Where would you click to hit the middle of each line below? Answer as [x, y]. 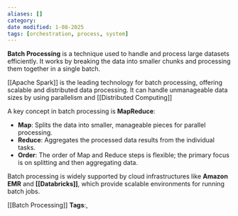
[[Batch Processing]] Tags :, [48, 205]
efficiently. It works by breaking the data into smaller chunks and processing [119, 62]
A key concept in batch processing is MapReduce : [81, 111]
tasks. [26, 148]
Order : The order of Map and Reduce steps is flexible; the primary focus [123, 155]
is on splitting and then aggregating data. [78, 163]
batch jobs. [24, 191]
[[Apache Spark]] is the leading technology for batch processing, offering [115, 83]
